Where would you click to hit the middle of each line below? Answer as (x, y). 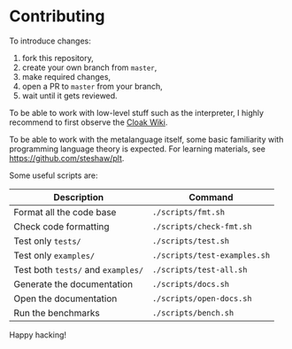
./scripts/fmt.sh (188, 212)
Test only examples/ (54, 255)
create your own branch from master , (89, 67)
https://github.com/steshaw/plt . (67, 158)
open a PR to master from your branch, (92, 86)
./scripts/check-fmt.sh (202, 226)
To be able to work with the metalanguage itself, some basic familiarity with (146, 139)
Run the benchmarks (57, 313)
